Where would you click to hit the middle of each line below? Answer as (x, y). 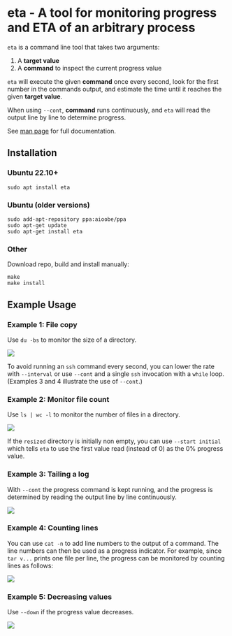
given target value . (35, 96)
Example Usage (42, 304)
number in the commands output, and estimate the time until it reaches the (115, 89)
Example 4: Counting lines (53, 528)
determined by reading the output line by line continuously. (92, 497)
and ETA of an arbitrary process (101, 28)
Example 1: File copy (43, 324)
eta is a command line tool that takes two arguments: (84, 47)
